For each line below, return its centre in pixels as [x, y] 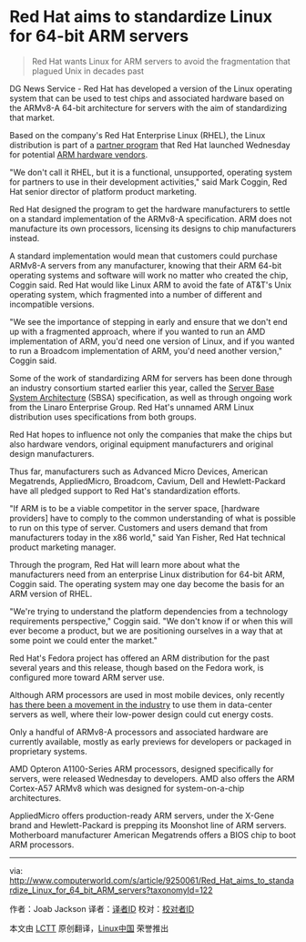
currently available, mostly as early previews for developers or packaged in [150, 741]
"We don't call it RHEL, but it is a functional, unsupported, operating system [151, 172]
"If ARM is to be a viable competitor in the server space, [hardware [135, 508]
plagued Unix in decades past [87, 71]
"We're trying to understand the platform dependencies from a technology [149, 611]
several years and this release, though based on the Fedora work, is [137, 667]
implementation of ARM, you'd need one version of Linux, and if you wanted [152, 341]
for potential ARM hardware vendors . [79, 154]
